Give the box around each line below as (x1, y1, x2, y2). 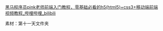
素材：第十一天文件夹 (5, 21, 49, 26)
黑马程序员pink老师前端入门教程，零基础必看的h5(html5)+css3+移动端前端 (5, 4, 158, 10)
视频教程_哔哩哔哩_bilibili (5, 10, 56, 16)
